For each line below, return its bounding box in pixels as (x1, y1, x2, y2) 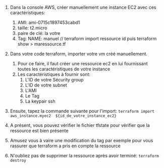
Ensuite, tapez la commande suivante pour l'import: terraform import (10, 108, 155, 114)
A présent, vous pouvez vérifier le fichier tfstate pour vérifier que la (10, 122, 150, 128)
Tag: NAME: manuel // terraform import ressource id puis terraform (17, 35, 157, 41)
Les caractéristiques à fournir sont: (17, 71, 91, 77)
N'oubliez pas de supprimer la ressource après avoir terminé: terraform (10, 153, 159, 158)
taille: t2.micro (17, 25, 47, 31)
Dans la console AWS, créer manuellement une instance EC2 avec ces (10, 5, 156, 10)
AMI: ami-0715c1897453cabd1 (17, 20, 80, 25)
